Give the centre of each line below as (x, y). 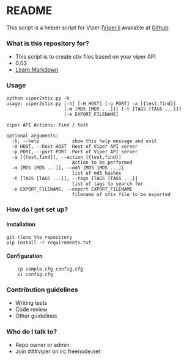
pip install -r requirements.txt (49, 242)
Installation (21, 224)
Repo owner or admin (42, 345)
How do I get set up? (37, 210)
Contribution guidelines (42, 290)
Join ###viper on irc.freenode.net (58, 351)
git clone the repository (39, 237)
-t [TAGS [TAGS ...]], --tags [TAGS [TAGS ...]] (75, 178)
